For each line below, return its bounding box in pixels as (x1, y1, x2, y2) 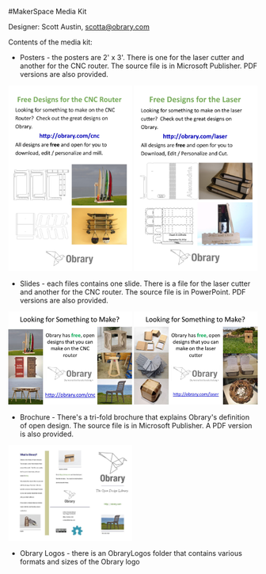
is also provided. (19, 429, 74, 439)
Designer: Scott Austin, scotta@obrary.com (8, 22, 150, 31)
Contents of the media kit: (8, 37, 93, 47)
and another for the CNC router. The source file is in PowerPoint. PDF (19, 287, 246, 297)
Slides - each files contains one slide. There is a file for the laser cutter (19, 279, 251, 288)
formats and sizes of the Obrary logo (19, 557, 140, 566)
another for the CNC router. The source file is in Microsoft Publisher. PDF (19, 61, 258, 70)
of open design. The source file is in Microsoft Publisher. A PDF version (19, 420, 253, 430)
